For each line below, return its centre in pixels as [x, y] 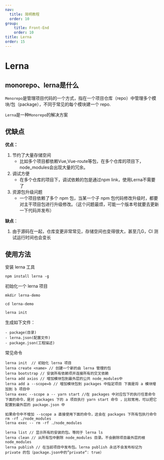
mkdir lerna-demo [23, 296]
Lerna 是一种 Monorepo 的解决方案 [37, 115]
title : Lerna [18, 37]
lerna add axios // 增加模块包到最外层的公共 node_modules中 [64, 379]
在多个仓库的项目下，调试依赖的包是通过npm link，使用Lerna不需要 [87, 180]
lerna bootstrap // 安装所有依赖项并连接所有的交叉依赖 [57, 374]
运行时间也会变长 [34, 237]
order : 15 [15, 42]
